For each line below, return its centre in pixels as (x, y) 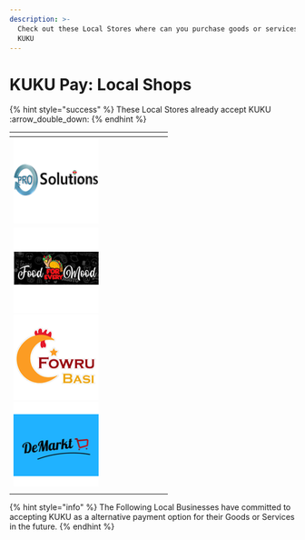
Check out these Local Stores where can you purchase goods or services (158, 29)
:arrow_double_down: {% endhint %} (78, 119)
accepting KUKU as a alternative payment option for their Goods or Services (152, 517)
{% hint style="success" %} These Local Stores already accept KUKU (140, 110)
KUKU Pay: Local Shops (101, 84)
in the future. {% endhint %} (62, 526)
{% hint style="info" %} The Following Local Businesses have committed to (150, 507)
